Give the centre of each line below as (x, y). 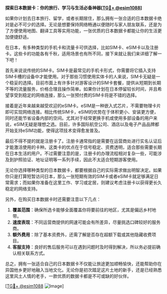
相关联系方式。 (32, 253)
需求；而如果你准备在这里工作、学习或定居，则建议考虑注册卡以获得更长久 (85, 182)
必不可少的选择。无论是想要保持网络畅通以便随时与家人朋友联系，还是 (85, 25)
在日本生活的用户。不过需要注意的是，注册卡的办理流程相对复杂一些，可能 (81, 153)
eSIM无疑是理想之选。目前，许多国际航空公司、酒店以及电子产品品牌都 (86, 124)
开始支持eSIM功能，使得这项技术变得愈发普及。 (54, 130)
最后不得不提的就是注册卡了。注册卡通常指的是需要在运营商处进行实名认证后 (83, 141)
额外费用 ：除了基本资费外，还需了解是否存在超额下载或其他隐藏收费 (82, 235)
